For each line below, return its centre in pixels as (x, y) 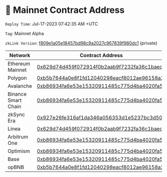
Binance (17, 94)
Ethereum (19, 63)
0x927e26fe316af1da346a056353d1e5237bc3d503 (101, 118)
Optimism (19, 151)
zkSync (16, 115)
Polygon (17, 78)
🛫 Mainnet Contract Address (65, 10)
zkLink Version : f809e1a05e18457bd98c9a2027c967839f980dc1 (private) (81, 43)
